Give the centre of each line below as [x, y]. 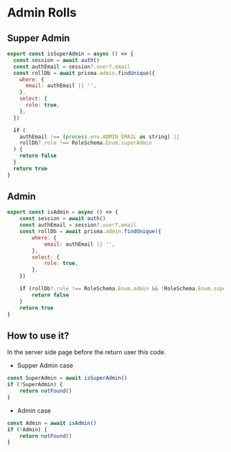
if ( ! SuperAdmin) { [35, 385]
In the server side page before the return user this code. [87, 352]
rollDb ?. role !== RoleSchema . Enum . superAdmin [86, 143]
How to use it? [38, 335]
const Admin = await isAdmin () [52, 423]
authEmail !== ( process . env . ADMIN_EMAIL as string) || [100, 137]
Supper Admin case [45, 365]
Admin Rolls [42, 13]
